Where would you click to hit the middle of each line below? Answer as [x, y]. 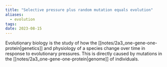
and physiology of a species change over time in [95, 48]
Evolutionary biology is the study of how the [51, 43]
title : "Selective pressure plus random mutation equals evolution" [79, 10]
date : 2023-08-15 [24, 29]
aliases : [14, 15]
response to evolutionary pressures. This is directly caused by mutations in [84, 54]
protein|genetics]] [24, 48]
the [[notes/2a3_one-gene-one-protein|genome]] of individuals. [72, 59]
